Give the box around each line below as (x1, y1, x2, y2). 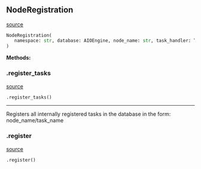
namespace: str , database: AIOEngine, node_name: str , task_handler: (14, 38, 191, 44)
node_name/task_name (6, 117, 64, 124)
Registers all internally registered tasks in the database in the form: (6, 110, 171, 118)
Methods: (6, 54, 31, 62)
